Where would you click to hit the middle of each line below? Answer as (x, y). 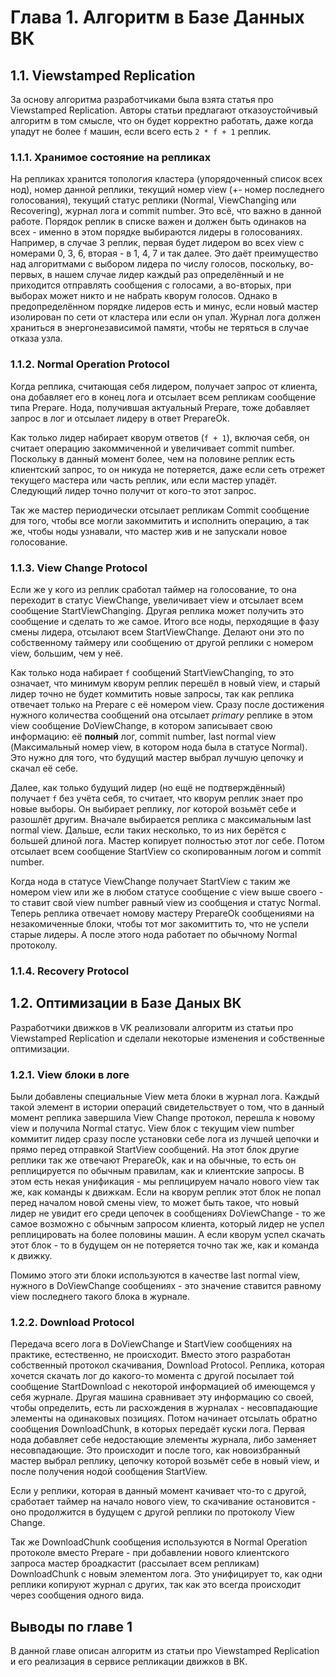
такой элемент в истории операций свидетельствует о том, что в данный (167, 1107)
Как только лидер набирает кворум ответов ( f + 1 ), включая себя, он (160, 437)
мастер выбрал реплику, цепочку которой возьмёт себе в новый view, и (165, 1461)
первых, (27, 275)
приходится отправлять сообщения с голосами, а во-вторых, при (151, 285)
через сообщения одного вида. (77, 1595)
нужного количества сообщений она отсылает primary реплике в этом (161, 715)
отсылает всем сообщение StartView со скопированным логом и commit (166, 851)
